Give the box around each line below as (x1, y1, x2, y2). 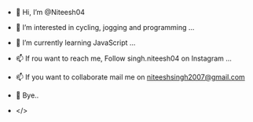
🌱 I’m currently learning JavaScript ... (15, 38, 136, 47)
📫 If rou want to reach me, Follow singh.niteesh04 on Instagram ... (15, 54, 232, 63)
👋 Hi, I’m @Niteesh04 (15, 8, 85, 17)
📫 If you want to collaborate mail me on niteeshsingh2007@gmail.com (15, 72, 245, 82)
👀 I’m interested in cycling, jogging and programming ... (15, 23, 195, 31)
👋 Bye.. (15, 91, 39, 100)
